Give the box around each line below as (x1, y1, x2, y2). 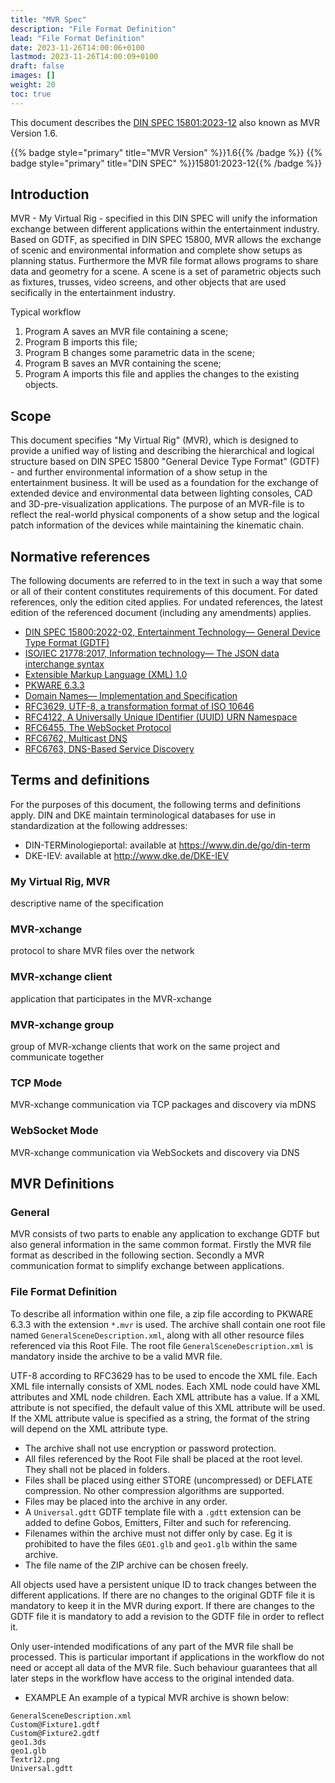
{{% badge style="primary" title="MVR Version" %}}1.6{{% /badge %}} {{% (10, 146, 323, 158)
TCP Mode (10, 1076, 63, 1090)
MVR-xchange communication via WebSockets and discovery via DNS (10, 1146, 300, 1158)
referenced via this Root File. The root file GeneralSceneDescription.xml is (10, 1339, 314, 1351)
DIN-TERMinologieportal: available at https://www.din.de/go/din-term (24, 839, 311, 851)
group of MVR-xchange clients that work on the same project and (10, 1041, 281, 1053)
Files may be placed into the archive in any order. (24, 1495, 228, 1507)
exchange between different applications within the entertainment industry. (10, 223, 320, 235)
